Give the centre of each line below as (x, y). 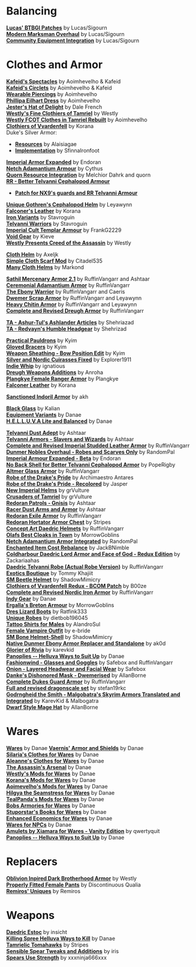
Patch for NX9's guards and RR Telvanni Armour (76, 193)
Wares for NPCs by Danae (39, 825)
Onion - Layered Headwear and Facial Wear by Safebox (76, 668)
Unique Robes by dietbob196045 (47, 617)
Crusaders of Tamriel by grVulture (49, 496)
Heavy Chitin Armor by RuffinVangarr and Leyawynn (72, 304)
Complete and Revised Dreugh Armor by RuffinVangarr (75, 311)
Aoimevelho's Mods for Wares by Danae (57, 786)
